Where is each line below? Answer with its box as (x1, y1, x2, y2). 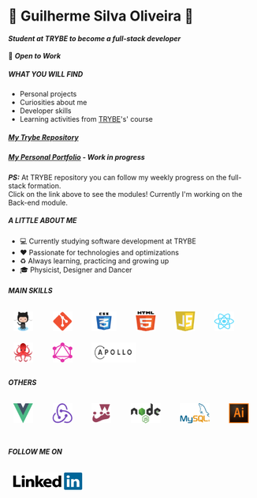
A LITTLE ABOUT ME (8, 216, 77, 225)
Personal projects (19, 89, 77, 99)
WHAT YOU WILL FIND (8, 69, 84, 78)
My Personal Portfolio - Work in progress (8, 153, 146, 162)
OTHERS (8, 378, 37, 387)
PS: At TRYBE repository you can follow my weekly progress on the (8, 172, 227, 182)
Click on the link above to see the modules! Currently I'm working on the (8, 189, 243, 198)
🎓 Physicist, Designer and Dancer (19, 265, 132, 274)
